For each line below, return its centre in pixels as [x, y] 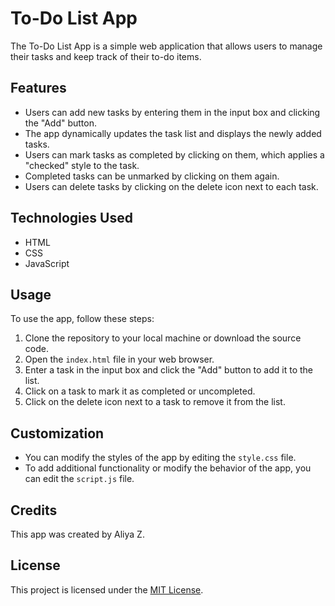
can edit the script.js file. [79, 479]
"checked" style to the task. [82, 165]
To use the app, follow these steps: [82, 319]
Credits [34, 510]
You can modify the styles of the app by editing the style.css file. [160, 458]
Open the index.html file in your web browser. [119, 359]
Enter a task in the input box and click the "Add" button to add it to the [169, 370]
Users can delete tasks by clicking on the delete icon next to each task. [171, 186]
